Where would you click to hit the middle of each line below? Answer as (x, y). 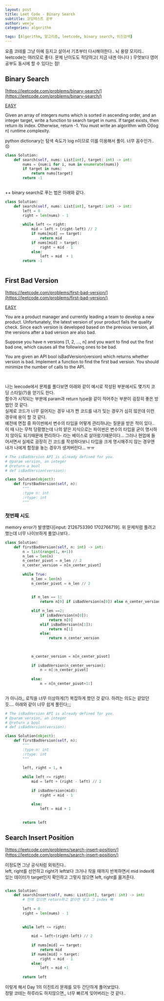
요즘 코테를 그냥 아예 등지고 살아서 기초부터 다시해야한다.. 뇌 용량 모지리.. (74, 51)
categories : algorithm (28, 28)
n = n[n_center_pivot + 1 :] (66, 684)
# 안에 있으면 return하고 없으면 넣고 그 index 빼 (68, 900)
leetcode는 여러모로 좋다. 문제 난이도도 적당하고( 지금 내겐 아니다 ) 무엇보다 (77, 57)
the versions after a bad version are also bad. (51, 332)
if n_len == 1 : (47, 597)
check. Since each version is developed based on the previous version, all (80, 327)
